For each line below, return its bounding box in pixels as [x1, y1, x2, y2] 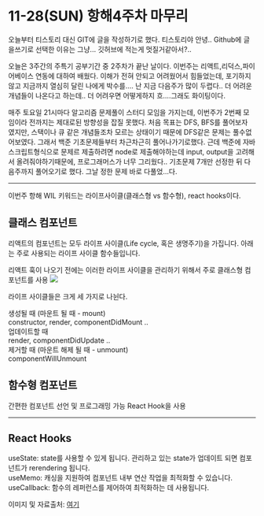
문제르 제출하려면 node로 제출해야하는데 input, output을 [60, 147, 234, 156]
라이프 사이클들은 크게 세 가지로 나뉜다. [8, 291, 128, 301]
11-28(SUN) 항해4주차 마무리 [8, 7, 189, 25]
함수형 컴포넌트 [8, 379, 78, 392]
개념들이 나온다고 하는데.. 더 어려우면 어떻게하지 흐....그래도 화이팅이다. [8, 91, 226, 100]
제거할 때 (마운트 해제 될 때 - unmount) [8, 344, 129, 355]
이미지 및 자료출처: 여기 [8, 499, 80, 509]
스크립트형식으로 [8, 147, 60, 156]
